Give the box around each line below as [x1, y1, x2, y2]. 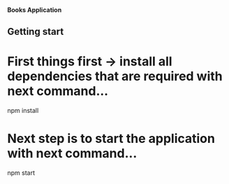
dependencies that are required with [7, 68, 223, 84]
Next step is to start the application [7, 131, 215, 146]
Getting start [7, 25, 64, 38]
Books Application [7, 6, 62, 14]
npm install [7, 106, 39, 114]
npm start [7, 168, 36, 177]
